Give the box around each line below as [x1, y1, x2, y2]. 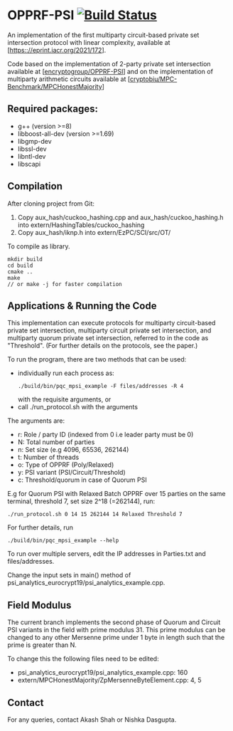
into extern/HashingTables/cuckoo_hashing [17, 221, 145, 229]
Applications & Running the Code [7, 300, 157, 312]
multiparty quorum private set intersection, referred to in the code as [7, 334, 209, 342]
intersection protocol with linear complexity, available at [7, 38, 170, 46]
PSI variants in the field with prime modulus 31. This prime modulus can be [7, 626, 226, 634]
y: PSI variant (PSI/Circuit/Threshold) [17, 468, 126, 477]
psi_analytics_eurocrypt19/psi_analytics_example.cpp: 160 [17, 668, 188, 677]
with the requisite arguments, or [17, 395, 112, 404]
